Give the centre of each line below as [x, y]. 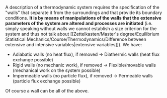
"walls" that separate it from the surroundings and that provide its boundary [84, 13]
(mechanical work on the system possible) [56, 70]
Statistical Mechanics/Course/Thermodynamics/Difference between [76, 39]
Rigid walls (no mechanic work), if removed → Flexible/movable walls [84, 65]
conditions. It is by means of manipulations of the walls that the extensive [83, 18]
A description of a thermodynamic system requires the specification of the [82, 7]
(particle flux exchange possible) [47, 81]
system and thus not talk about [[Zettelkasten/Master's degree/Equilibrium [82, 34]
